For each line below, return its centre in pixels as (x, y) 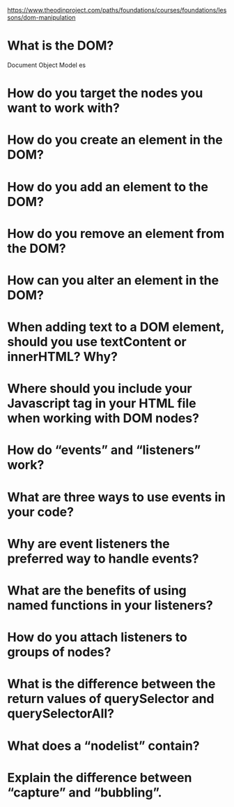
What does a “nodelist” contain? (103, 746)
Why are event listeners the (89, 543)
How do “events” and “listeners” (104, 450)
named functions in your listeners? (110, 605)
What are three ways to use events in (117, 497)
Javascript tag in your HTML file (102, 403)
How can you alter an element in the (113, 280)
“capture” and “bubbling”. (85, 792)
